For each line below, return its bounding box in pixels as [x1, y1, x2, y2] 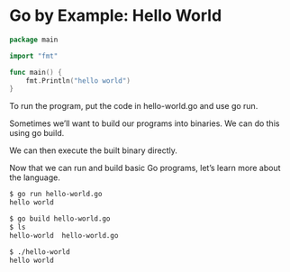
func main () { [9, 68, 63, 77]
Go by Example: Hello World [9, 5, 222, 26]
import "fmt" [9, 51, 59, 60]
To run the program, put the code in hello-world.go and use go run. [9, 101, 258, 112]
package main [9, 35, 59, 44]
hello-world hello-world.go [9, 231, 119, 240]
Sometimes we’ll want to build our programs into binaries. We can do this [9, 118, 280, 129]
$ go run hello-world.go [9, 190, 103, 199]
